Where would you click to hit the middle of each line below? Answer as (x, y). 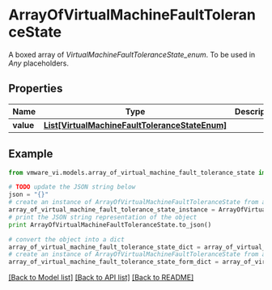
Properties (36, 89)
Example (31, 154)
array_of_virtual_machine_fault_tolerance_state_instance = (112, 210)
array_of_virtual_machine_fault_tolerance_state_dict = (104, 247)
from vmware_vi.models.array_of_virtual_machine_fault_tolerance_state (132, 173)
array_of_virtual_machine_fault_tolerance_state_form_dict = (114, 262)
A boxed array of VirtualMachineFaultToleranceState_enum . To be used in (132, 54)
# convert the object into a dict (67, 239)
